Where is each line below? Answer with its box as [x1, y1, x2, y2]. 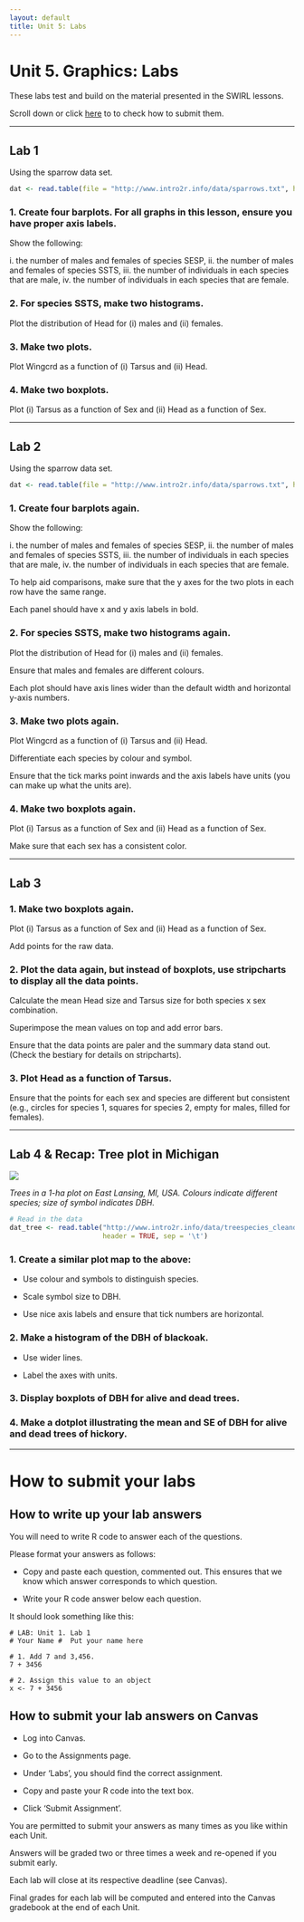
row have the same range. [9, 586, 107, 598]
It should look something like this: [9, 1610, 134, 1621]
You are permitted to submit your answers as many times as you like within [9, 1820, 288, 1831]
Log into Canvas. [22, 1732, 86, 1744]
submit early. [9, 1857, 58, 1868]
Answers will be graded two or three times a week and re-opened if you [9, 1847, 278, 1858]
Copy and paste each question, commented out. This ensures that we [22, 1566, 283, 1577]
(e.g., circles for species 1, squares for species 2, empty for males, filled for [9, 1102, 291, 1113]
